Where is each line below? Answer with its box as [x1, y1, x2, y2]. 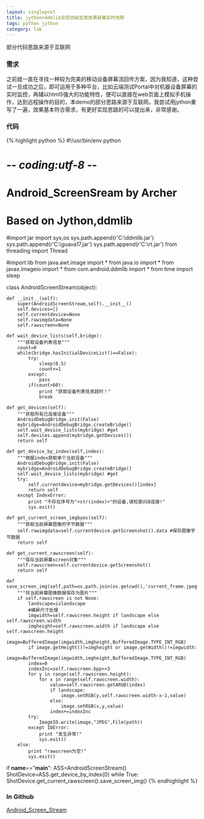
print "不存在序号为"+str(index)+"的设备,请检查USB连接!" [28, 499, 166, 505]
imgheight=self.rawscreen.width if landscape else [28, 623, 160, 629]
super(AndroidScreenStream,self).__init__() [17, 301, 132, 307]
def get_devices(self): [6, 405, 67, 411]
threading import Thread [6, 247, 68, 254]
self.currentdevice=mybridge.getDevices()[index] [28, 482, 157, 488]
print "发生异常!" [38, 731, 82, 737]
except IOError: [28, 724, 69, 731]
